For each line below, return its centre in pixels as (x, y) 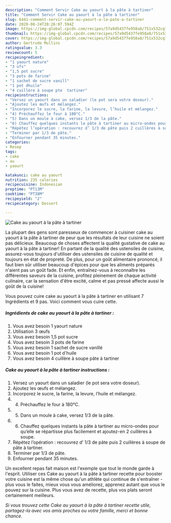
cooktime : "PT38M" (25, 194)
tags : (11, 152)
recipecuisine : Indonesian (34, 184)
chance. (14, 516)
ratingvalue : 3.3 (24, 48)
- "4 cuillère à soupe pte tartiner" (46, 90)
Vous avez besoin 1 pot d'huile (45, 353)
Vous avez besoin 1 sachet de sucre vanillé (58, 347)
